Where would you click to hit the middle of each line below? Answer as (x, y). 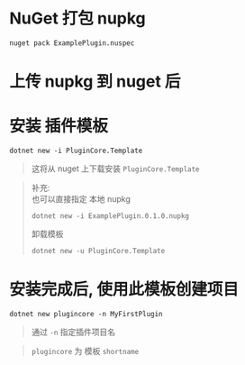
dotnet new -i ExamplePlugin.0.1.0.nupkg (110, 216)
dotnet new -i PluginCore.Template (76, 151)
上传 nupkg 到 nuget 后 (95, 82)
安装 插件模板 (59, 126)
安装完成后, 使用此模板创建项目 (124, 290)
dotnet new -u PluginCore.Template (98, 251)
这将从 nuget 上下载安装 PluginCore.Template (115, 169)
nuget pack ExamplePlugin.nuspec (72, 43)
